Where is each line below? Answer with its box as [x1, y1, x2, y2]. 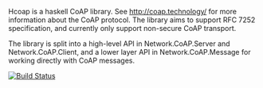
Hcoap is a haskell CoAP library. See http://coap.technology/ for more [8, 7, 237, 16]
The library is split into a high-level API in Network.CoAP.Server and [8, 39, 230, 48]
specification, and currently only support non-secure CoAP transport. [8, 24, 237, 33]
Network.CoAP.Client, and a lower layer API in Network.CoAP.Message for [8, 48, 251, 56]
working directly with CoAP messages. [8, 55, 135, 65]
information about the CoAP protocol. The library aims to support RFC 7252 [8, 15, 256, 25]
